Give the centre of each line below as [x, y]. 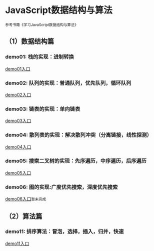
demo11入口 [17, 243]
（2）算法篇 [24, 216]
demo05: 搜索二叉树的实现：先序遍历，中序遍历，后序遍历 [76, 161]
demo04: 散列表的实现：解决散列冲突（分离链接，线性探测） [79, 135]
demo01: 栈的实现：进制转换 [39, 57]
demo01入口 [18, 68]
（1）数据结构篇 [30, 41]
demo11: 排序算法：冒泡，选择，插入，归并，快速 [64, 231]
